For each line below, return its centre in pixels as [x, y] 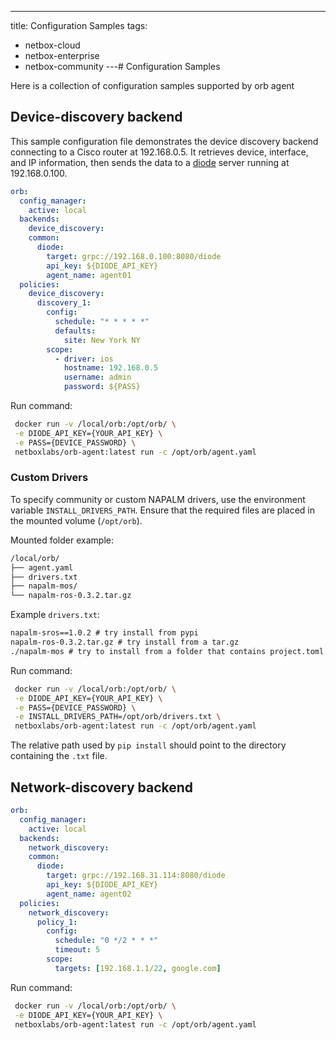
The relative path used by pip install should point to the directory [148, 745]
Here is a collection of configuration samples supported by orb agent [152, 85]
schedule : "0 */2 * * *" [106, 941]
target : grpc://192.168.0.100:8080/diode [134, 256]
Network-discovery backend [102, 787]
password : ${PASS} [102, 387]
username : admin [97, 377]
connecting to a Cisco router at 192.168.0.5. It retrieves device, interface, [159, 152]
